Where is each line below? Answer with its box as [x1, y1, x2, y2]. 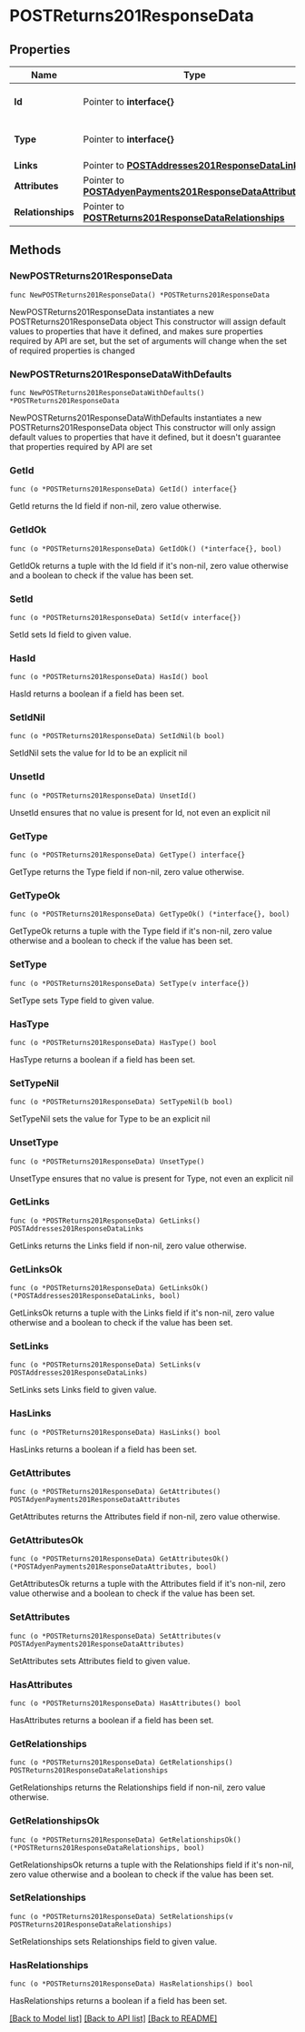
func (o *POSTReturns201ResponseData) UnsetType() [9, 1157, 205, 1166]
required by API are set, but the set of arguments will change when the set [9, 335, 288, 346]
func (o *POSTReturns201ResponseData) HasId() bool [9, 673, 209, 682]
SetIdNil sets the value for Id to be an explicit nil [9, 747, 188, 758]
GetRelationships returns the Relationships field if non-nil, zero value [9, 1782, 266, 1793]
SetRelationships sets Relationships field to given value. [9, 1935, 218, 1946]
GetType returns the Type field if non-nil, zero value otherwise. [9, 867, 245, 878]
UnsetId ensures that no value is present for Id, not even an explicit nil [9, 807, 271, 818]
